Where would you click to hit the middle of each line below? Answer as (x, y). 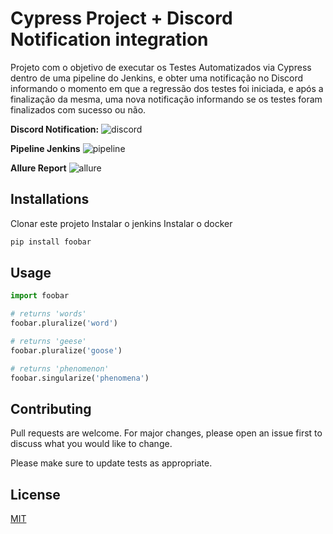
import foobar (40, 296)
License (35, 494)
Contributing (51, 408)
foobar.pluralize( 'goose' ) (66, 350)
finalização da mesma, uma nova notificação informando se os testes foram (166, 99)
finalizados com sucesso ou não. (78, 109)
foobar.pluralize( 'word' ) (64, 323)
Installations (50, 199)
